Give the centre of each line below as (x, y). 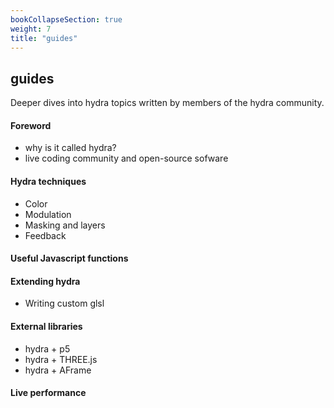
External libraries (46, 326)
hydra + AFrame (58, 370)
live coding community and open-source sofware (126, 158)
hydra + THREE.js (61, 359)
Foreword (31, 125)
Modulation (48, 214)
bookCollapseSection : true (66, 19)
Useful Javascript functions (69, 258)
